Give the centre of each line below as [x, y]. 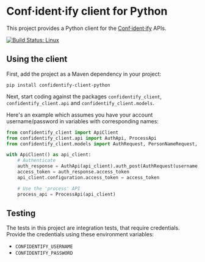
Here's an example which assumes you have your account [80, 115]
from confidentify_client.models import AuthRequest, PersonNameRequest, [102, 144]
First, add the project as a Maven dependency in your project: [84, 74]
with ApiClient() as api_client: [49, 155]
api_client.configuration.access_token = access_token [88, 177]
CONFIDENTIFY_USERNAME [44, 247]
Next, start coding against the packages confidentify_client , [84, 96]
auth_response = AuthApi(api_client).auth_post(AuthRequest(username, [109, 166]
